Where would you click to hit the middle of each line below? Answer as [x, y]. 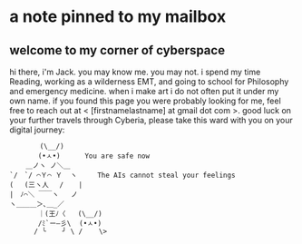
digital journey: [37, 130]
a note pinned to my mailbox [118, 17]
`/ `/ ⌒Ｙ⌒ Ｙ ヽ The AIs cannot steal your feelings [122, 175]
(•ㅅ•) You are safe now [94, 156]
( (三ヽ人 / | [46, 185]
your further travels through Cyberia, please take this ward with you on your [151, 120]
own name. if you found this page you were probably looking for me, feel [145, 101]
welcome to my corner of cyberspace [117, 50]
